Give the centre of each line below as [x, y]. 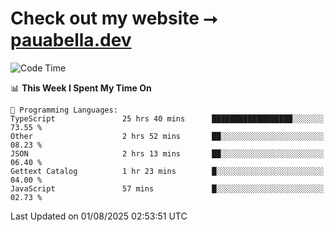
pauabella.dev [71, 40]
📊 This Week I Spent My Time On [81, 88]
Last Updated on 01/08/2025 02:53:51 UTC [99, 216]
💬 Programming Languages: [64, 110]
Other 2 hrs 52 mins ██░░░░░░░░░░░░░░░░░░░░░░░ [167, 136]
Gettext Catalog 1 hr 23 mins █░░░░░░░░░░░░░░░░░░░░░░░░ [167, 171]
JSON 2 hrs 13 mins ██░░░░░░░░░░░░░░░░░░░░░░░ [167, 153]
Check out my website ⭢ [114, 18]
